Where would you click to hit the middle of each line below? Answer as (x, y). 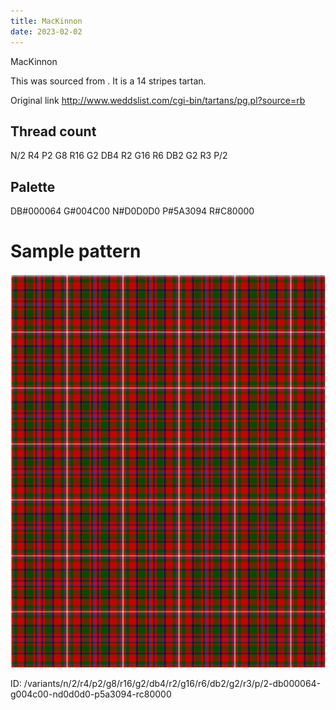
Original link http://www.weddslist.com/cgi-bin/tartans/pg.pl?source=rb (158, 100)
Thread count (53, 131)
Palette (33, 186)
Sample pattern (76, 251)
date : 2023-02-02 (46, 31)
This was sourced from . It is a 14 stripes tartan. (108, 81)
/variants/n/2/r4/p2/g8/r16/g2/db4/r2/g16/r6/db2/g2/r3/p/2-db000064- (172, 684)
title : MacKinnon (46, 21)
